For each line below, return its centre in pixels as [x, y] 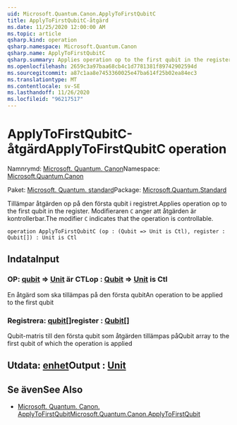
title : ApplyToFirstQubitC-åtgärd [58, 20]
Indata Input [34, 259]
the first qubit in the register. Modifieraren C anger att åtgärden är [102, 211]
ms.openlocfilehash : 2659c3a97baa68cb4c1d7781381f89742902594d [102, 66]
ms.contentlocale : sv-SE [44, 86]
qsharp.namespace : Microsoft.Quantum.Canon [72, 47]
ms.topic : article [34, 34]
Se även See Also [45, 389]
